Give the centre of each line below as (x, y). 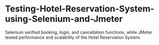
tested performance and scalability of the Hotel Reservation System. (73, 37)
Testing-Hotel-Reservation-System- (80, 9)
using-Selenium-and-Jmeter (64, 19)
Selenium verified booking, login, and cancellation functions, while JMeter (79, 32)
